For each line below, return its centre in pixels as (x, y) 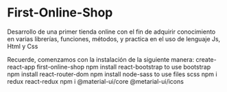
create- (206, 59)
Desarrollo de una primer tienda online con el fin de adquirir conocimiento (111, 32)
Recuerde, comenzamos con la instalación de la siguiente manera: (101, 59)
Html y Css (23, 46)
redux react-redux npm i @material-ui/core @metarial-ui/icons (95, 81)
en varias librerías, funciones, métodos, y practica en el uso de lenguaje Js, (114, 38)
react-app (21, 67)
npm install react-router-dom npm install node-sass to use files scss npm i (112, 74)
